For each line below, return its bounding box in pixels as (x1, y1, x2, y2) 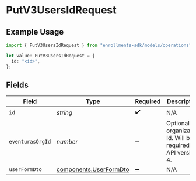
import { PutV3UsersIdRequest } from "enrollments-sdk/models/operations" (6, 42, 192, 48)
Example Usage (6, 27, 64, 37)
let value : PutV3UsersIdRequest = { (6, 53, 95, 59)
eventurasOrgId (9, 138, 51, 145)
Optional (166, 119, 190, 128)
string (56, 108, 73, 117)
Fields (6, 80, 29, 90)
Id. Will (166, 134, 185, 142)
